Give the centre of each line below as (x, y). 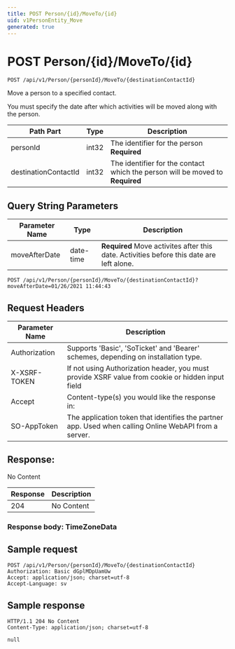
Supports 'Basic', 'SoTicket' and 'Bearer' (133, 348)
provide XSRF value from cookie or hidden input (145, 377)
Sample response (46, 605)
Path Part (45, 132)
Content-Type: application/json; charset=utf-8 (78, 628)
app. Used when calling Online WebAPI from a (142, 426)
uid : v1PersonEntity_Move (45, 20)
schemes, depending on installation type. (134, 357)
